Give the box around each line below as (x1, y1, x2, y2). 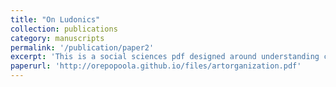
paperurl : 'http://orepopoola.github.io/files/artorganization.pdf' (10, 61, 302, 71)
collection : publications (10, 24, 118, 34)
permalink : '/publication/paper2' (10, 42, 155, 53)
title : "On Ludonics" (10, 14, 101, 25)
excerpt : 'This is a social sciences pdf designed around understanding (10, 52, 320, 62)
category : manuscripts (10, 33, 105, 43)
